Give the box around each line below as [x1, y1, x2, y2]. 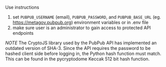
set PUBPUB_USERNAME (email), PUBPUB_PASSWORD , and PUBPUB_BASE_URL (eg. [12, 14, 161, 20]
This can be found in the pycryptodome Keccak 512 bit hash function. [5, 56, 150, 62]
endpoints [12, 30, 34, 36]
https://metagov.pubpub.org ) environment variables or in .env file [12, 20, 149, 25]
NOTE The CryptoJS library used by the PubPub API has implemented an [5, 40, 157, 46]
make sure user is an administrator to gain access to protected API [12, 25, 151, 31]
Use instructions [5, 5, 39, 10]
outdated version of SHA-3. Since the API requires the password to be [5, 45, 151, 51]
